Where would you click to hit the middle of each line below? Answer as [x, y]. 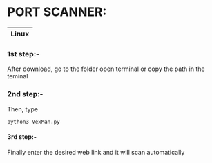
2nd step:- [25, 94]
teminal [18, 76]
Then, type [23, 109]
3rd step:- [22, 137]
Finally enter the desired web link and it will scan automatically [96, 152]
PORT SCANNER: [57, 12]
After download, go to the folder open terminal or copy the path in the [106, 69]
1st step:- [23, 54]
